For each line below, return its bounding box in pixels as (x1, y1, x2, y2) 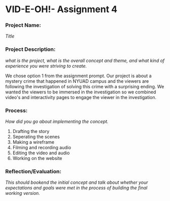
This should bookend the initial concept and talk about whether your (5, 179, 148, 186)
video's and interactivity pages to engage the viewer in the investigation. (5, 94, 157, 100)
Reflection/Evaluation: (5, 168, 62, 175)
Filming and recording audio (12, 145, 71, 151)
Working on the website (12, 155, 62, 161)
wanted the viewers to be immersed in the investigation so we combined (5, 89, 156, 95)
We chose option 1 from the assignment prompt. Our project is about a (5, 73, 152, 79)
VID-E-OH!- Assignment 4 (5, 4, 118, 15)
